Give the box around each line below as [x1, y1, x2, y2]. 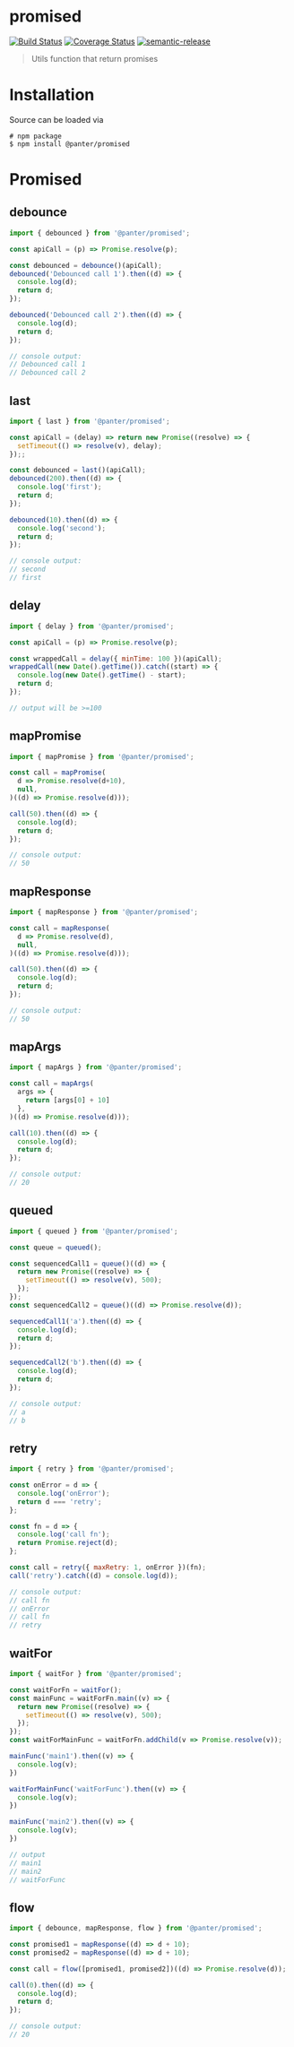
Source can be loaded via [9, 114, 104, 125]
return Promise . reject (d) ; [17, 1539, 118, 1548]
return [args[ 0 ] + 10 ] [25, 1096, 110, 1105]
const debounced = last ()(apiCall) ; [9, 466, 146, 475]
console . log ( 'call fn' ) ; [17, 1530, 110, 1539]
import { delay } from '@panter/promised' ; [9, 621, 175, 631]
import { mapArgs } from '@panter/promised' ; [9, 1063, 182, 1072]
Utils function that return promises [30, 53, 159, 64]
